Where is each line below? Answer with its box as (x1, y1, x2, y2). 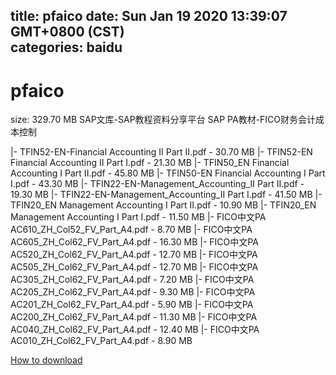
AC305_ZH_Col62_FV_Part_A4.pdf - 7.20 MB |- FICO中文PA (10, 274, 255, 286)
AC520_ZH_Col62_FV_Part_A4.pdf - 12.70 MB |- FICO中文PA (10, 249, 258, 261)
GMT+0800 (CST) (10, 24, 125, 41)
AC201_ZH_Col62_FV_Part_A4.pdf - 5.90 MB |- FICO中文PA (10, 299, 254, 311)
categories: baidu (10, 39, 123, 56)
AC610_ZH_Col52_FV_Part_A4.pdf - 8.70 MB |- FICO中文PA (10, 224, 253, 236)
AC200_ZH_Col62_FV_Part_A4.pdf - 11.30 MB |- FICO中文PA (10, 311, 258, 323)
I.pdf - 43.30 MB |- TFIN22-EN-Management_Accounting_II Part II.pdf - (10, 178, 305, 190)
